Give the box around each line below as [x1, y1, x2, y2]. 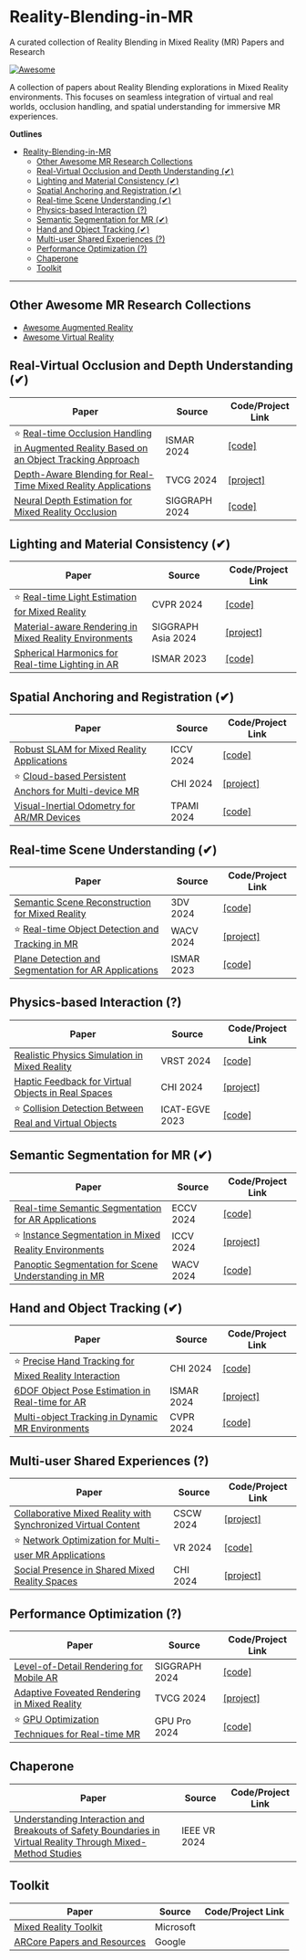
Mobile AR [14, 1672, 58, 1684]
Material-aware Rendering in [14, 621, 138, 634]
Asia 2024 [151, 632, 198, 645]
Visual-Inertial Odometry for [14, 800, 136, 812]
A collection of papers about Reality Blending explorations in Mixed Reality [9, 81, 289, 92]
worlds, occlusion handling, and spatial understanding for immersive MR [9, 100, 280, 111]
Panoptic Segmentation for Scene [14, 1258, 158, 1271]
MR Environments [14, 1422, 89, 1435]
